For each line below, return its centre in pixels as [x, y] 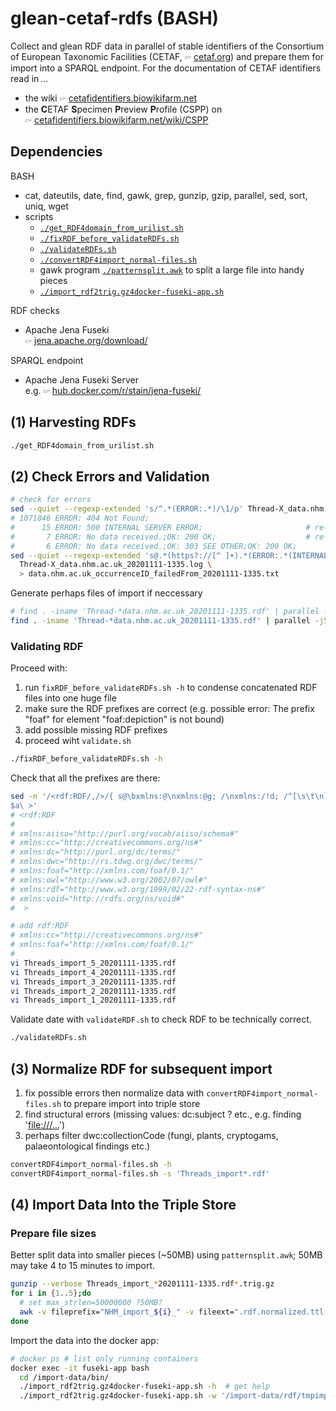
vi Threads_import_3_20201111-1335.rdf [93, 982]
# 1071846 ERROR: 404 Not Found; [80, 518]
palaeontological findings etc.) [87, 1146]
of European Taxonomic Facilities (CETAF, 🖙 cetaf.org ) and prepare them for [167, 56]
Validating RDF [47, 646]
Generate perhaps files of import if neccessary [106, 593]
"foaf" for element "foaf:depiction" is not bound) [124, 719]
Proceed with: [39, 668]
